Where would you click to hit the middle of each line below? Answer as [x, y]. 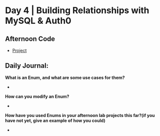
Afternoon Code [30, 39]
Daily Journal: [27, 66]
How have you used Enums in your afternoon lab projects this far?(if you [80, 115]
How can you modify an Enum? [37, 96]
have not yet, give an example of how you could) [55, 120]
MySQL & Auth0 [38, 21]
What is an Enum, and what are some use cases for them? [65, 78]
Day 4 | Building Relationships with [77, 10]
